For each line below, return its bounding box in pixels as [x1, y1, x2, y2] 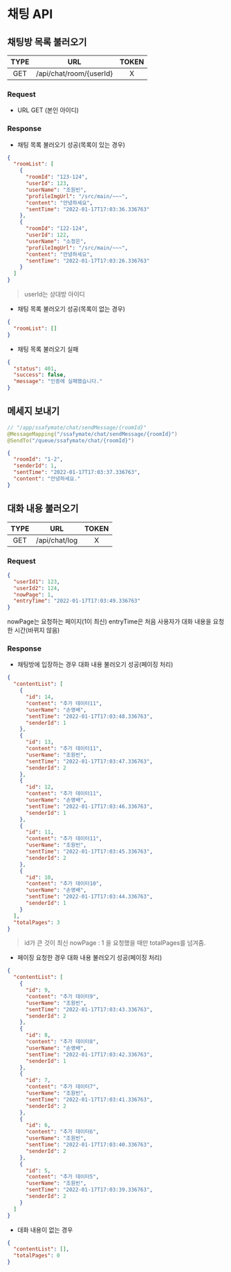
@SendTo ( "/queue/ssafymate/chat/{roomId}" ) [7, 437, 135, 444]
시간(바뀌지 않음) [14, 626, 60, 635]
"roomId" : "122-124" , [25, 225, 89, 232]
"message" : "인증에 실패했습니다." [13, 378, 103, 385]
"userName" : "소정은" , [25, 238, 87, 245]
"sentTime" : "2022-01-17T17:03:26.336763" [25, 257, 150, 264]
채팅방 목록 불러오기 [7, 36, 87, 48]
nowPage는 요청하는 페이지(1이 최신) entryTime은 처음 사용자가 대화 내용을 [7, 617, 212, 626]
